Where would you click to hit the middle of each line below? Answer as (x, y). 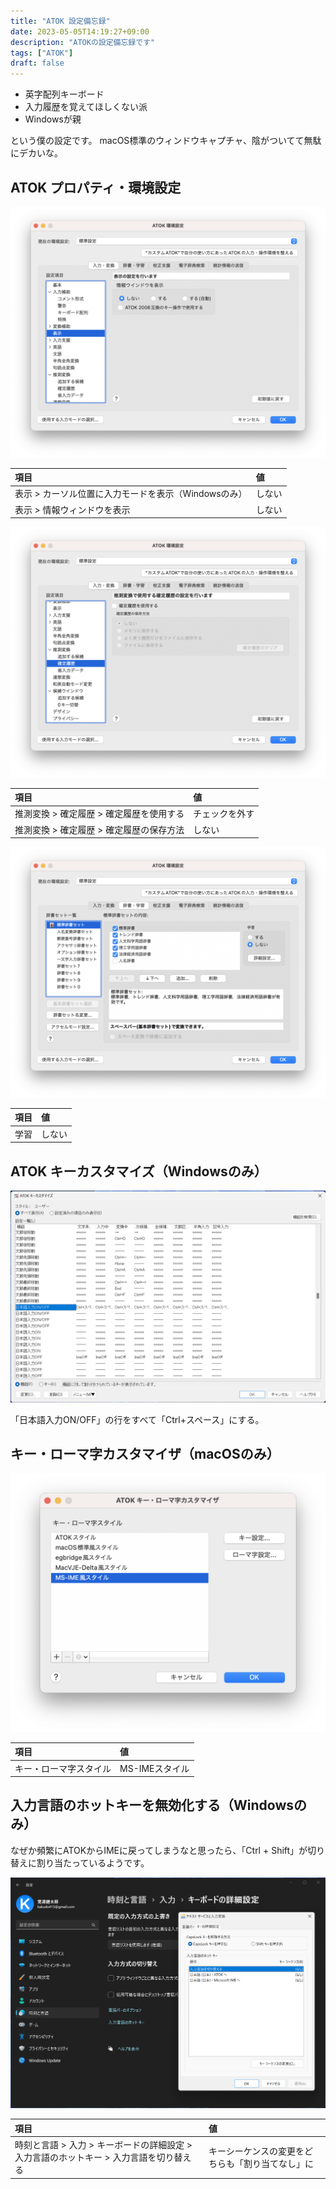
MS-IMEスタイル (154, 1768)
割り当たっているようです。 (93, 1862)
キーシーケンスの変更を (256, 2151)
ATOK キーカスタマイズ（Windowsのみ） (139, 1171)
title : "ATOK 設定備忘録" (60, 21)
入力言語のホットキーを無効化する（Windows (152, 1805)
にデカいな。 (36, 153)
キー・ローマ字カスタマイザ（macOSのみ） (145, 1453)
